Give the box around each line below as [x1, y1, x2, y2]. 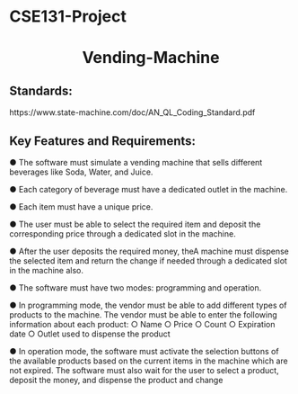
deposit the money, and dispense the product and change [9, 375, 223, 385]
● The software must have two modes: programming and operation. [9, 282, 262, 293]
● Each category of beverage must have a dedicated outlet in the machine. [9, 184, 288, 194]
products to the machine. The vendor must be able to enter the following [9, 309, 277, 320]
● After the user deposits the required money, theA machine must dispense [9, 246, 289, 256]
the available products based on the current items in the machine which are [9, 355, 289, 366]
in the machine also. [9, 265, 83, 275]
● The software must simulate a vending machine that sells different [9, 157, 263, 167]
